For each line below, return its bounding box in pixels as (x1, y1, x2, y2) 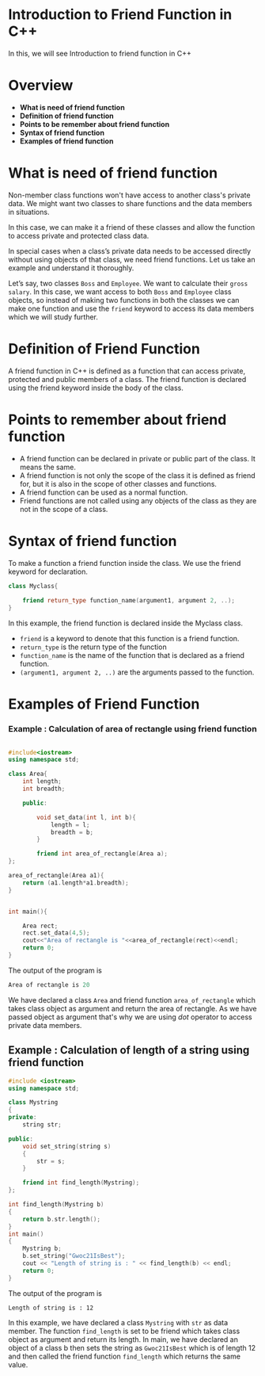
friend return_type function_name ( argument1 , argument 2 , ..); (22, 597, 236, 605)
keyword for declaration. (8, 567, 89, 576)
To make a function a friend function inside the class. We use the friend (8, 558, 241, 568)
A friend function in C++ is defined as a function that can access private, (8, 366, 246, 376)
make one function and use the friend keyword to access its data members (8, 304, 255, 313)
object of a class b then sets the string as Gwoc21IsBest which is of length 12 (8, 1343, 256, 1352)
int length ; (22, 778, 62, 785)
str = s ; (36, 1157, 66, 1165)
